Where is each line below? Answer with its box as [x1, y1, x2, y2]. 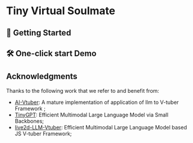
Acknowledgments [6, 71, 78, 82]
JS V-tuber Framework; [14, 130, 72, 137]
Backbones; [14, 117, 44, 125]
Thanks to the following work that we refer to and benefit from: [6, 87, 160, 94]
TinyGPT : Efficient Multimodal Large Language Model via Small [14, 111, 169, 118]
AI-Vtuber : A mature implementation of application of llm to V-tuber [14, 99, 179, 106]
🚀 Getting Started [6, 28, 72, 38]
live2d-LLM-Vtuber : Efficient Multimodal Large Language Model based [14, 123, 188, 131]
